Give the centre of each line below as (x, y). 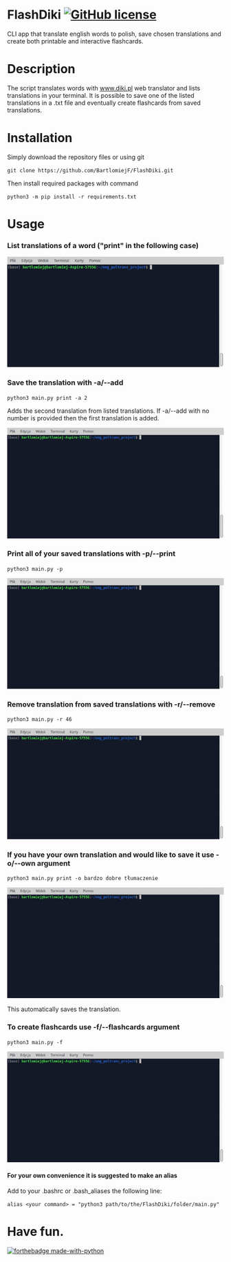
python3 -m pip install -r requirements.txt (72, 196)
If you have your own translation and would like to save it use (111, 855)
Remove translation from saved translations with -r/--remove (111, 704)
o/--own (21, 863)
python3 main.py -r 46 (40, 720)
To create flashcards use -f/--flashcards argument (93, 1027)
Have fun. (35, 1231)
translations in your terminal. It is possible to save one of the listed (101, 95)
